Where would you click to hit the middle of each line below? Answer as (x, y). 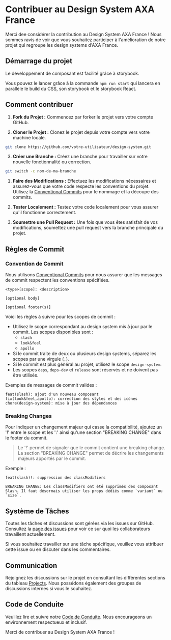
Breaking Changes (29, 416)
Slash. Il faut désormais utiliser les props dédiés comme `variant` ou (84, 491)
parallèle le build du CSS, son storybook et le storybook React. (71, 89)
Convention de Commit (34, 264)
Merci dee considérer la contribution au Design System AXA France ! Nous (83, 34)
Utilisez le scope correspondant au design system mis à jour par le (82, 326)
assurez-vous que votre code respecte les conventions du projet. (81, 186)
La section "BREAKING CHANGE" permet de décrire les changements (91, 453)
